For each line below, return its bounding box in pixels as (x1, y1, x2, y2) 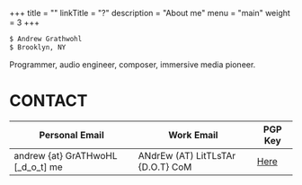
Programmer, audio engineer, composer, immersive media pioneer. (9, 58, 256, 70)
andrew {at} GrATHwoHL (13, 149, 118, 162)
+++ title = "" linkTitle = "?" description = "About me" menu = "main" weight (9, 8, 290, 18)
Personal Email (39, 128, 105, 141)
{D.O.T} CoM (138, 161, 192, 173)
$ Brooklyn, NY (9, 42, 67, 52)
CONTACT (9, 90, 88, 110)
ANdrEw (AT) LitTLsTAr (138, 149, 236, 162)
